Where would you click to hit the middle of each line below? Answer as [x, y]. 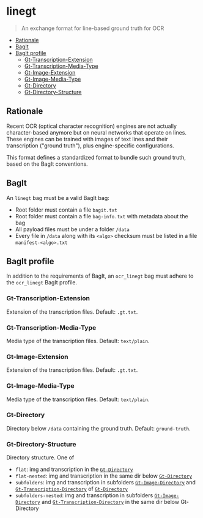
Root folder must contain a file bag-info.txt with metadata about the [102, 216]
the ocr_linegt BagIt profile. [42, 283]
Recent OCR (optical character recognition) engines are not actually [92, 126]
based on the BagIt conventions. [47, 164]
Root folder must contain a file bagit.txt [66, 210]
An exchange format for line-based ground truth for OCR [93, 28]
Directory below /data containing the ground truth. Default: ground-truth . [98, 428]
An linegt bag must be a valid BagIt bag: [58, 198]
